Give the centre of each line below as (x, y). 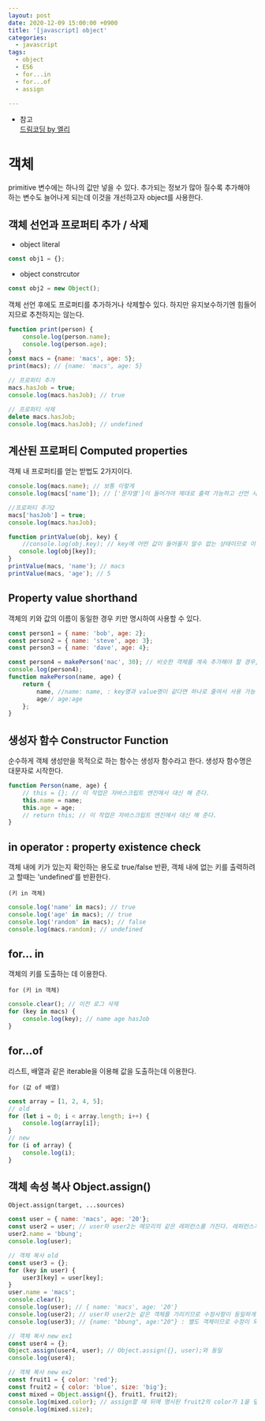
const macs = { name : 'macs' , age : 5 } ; (72, 359)
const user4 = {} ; (38, 1344)
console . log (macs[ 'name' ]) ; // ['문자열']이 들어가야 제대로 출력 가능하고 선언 (129, 494)
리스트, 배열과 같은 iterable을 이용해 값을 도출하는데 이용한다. (103, 1071)
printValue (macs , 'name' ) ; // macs (67, 566)
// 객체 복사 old (34, 1255)
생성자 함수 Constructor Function (88, 740)
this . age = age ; (49, 807)
